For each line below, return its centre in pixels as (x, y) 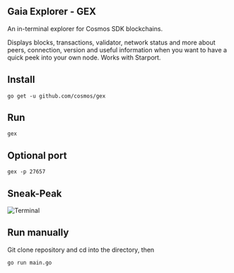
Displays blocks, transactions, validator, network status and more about (111, 42)
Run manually (38, 233)
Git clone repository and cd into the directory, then (81, 250)
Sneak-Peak (35, 193)
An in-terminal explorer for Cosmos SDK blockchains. (85, 28)
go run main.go (30, 262)
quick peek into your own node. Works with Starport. (84, 57)
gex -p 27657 (27, 172)
